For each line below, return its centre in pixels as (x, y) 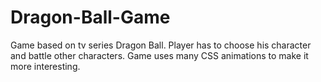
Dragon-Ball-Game (90, 17)
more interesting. (45, 66)
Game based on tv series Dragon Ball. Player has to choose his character (161, 45)
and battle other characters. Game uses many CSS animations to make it (159, 55)
